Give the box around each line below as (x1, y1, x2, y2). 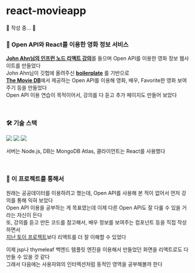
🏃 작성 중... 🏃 (6, 24, 36, 31)
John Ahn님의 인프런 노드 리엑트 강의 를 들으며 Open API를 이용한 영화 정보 (6, 55, 179, 62)
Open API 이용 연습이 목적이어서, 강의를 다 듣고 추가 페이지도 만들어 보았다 (6, 92, 177, 99)
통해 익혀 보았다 (16, 197, 53, 204)
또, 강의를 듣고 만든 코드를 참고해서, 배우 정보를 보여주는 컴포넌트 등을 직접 (6, 218, 176, 225)
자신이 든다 (16, 211, 43, 218)
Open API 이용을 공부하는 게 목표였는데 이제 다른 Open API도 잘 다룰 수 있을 (6, 204, 181, 211)
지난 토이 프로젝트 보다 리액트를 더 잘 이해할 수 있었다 (6, 233, 126, 240)
